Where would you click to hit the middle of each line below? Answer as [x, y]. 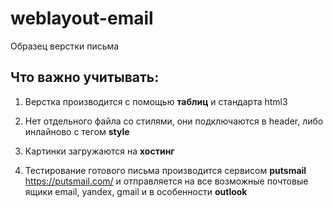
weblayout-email [82, 18]
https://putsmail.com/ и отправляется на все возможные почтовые [166, 181]
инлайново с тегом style [77, 131]
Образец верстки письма [65, 46]
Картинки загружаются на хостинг [99, 151]
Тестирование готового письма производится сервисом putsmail [165, 170]
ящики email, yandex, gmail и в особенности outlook [136, 191]
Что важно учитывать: [85, 77]
